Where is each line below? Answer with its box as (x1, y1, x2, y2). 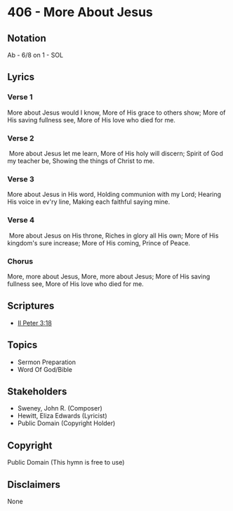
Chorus (7, 256, 34, 266)
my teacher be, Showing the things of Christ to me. (7, 156, 155, 165)
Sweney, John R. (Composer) (17, 404, 103, 413)
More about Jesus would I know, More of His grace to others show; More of (7, 108, 226, 117)
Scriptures (7, 300, 55, 312)
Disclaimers (7, 479, 61, 491)
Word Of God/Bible (17, 365, 72, 373)
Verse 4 (7, 215, 35, 225)
